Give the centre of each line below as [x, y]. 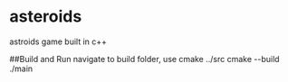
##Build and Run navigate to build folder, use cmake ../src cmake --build [144, 59]
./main [21, 68]
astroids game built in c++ [58, 41]
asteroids [46, 17]
